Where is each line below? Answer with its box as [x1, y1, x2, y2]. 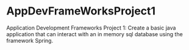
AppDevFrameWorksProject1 [6, 4, 156, 18]
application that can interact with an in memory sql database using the [6, 30, 183, 37]
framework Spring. [6, 37, 54, 44]
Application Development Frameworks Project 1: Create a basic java [6, 24, 176, 31]
